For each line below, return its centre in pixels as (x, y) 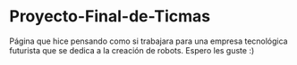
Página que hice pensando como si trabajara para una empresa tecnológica (148, 41)
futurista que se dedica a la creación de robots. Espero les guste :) (132, 50)
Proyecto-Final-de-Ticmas (110, 16)
